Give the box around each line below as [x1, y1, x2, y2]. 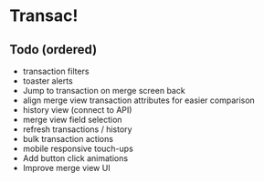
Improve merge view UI [22, 163, 111, 173]
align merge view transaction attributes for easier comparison [22, 95, 256, 106]
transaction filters [22, 66, 90, 76]
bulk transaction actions [22, 134, 114, 144]
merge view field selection [22, 115, 122, 125]
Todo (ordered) [9, 42, 98, 57]
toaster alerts [22, 76, 73, 86]
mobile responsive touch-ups [22, 143, 134, 154]
